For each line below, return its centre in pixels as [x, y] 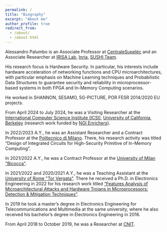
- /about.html [24, 38]
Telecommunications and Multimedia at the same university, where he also [82, 209]
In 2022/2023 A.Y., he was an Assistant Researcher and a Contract [74, 132]
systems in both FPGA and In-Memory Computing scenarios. [82, 88]
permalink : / [19, 10]
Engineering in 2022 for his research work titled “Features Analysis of [77, 183]
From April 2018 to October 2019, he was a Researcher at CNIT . [70, 224]
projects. [14, 103]
